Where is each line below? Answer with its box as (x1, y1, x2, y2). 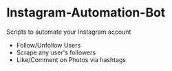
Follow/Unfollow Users (16, 41, 81, 49)
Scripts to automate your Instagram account (6, 28, 131, 36)
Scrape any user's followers (16, 48, 96, 57)
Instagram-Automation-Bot (6, 5, 166, 21)
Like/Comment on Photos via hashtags (16, 55, 127, 63)
